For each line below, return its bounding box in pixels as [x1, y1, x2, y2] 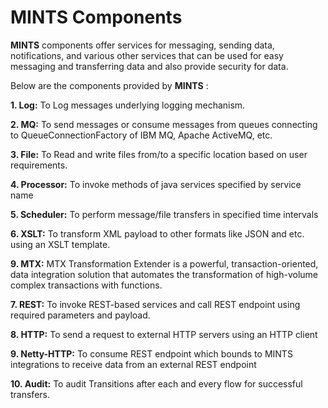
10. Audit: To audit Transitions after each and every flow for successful [10, 377, 303, 390]
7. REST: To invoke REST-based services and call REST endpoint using [10, 298, 301, 310]
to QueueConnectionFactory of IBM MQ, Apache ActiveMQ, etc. [10, 129, 273, 141]
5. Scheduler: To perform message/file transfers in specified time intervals [10, 208, 319, 220]
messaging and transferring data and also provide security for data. [10, 60, 289, 72]
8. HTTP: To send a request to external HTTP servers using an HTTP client [10, 328, 318, 340]
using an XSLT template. [10, 238, 111, 250]
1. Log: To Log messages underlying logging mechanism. [10, 99, 246, 111]
